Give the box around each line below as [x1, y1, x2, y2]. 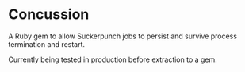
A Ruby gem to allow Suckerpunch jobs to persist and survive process [8, 31, 238, 41]
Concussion [8, 5, 90, 23]
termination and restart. [8, 39, 86, 49]
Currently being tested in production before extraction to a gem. [8, 55, 218, 64]
